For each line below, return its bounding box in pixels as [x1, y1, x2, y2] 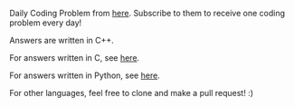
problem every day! [9, 17, 82, 28]
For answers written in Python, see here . [9, 70, 160, 81]
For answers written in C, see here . [9, 53, 140, 63]
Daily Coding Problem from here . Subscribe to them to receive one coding [9, 8, 286, 18]
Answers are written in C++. [9, 35, 115, 45]
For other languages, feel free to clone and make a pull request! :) [9, 88, 254, 98]
